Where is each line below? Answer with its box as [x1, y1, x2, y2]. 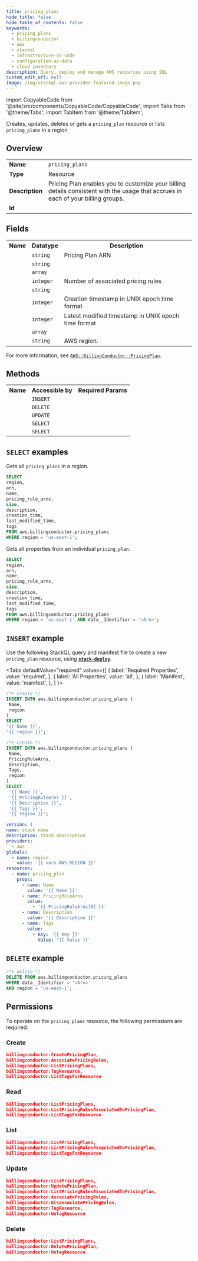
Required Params [78, 386, 128, 394]
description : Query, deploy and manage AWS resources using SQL [6, 69, 167, 75]
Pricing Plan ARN [64, 251, 111, 259]
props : [16, 877, 33, 883]
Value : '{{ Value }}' [37, 937, 91, 943]
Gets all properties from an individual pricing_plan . [6, 545, 131, 552]
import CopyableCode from [6, 96, 72, 103]
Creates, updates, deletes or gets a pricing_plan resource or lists [6, 120, 165, 127]
